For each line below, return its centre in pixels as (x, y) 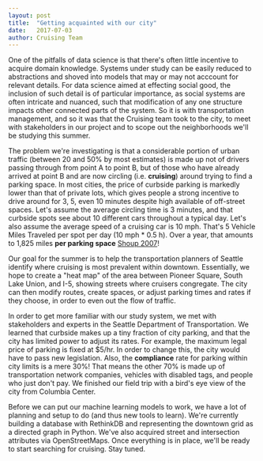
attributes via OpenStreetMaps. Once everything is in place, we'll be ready (129, 440)
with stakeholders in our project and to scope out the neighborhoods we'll (128, 127)
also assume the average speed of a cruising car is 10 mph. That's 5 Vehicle (132, 227)
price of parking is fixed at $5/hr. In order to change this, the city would (124, 350)
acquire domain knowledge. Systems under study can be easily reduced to (130, 69)
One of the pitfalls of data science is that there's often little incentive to (123, 60)
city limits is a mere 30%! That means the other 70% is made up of (116, 367)
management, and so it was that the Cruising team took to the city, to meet (130, 119)
